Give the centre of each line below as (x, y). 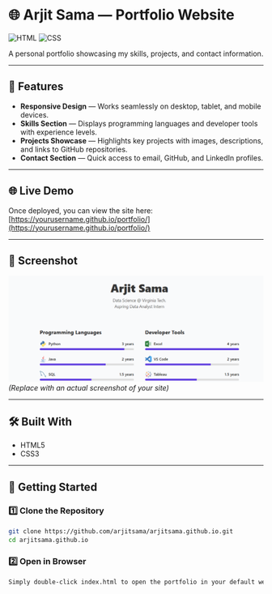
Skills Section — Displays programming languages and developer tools (139, 123)
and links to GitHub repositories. (74, 149)
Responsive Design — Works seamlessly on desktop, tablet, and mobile (140, 106)
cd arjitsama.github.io (49, 540)
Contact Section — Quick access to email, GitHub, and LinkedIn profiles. (142, 158)
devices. (34, 114)
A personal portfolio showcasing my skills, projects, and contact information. (136, 53)
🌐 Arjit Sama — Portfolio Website (121, 15)
